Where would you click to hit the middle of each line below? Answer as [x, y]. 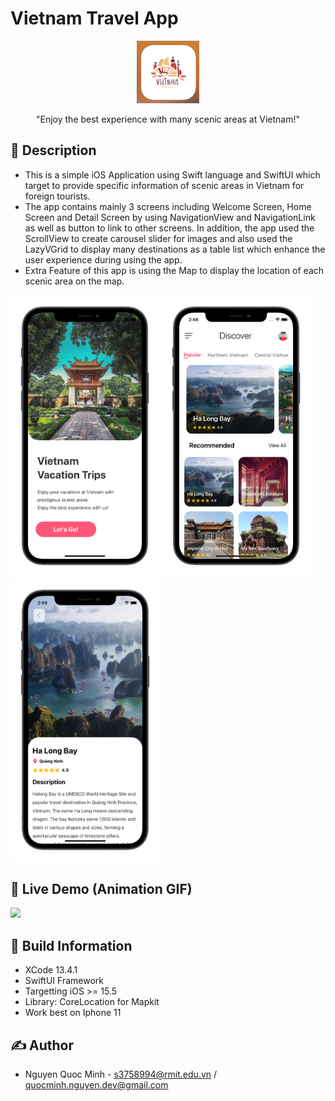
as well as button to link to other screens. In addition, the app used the [169, 228]
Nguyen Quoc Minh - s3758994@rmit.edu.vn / [121, 1074]
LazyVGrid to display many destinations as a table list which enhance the [175, 249]
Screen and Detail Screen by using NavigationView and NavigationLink [170, 217]
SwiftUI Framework [64, 981]
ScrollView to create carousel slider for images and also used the [158, 238]
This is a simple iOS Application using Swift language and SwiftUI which [172, 174]
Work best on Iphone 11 [73, 1013]
